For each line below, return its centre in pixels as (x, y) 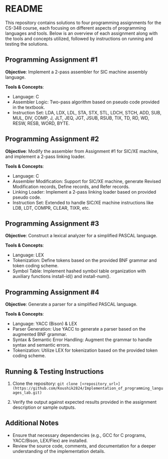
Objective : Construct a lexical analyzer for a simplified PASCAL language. (81, 236)
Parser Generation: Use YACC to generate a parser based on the (79, 329)
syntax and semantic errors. (41, 345)
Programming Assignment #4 (52, 292)
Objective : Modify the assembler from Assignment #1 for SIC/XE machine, (82, 151)
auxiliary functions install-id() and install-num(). (61, 276)
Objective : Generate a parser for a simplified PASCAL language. (71, 304)
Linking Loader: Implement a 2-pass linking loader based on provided (84, 192)
